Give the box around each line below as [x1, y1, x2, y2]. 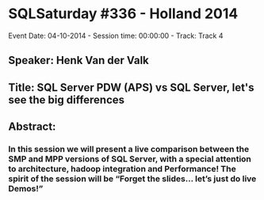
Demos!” [8, 183, 44, 194]
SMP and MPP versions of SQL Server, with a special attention [8, 153, 252, 164]
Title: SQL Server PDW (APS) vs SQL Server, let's [8, 81, 255, 94]
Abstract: [8, 120, 56, 134]
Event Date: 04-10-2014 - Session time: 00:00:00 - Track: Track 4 [8, 31, 224, 40]
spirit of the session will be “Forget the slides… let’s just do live [8, 173, 257, 184]
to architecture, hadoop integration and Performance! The [8, 164, 236, 175]
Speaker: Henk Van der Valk [8, 54, 149, 67]
